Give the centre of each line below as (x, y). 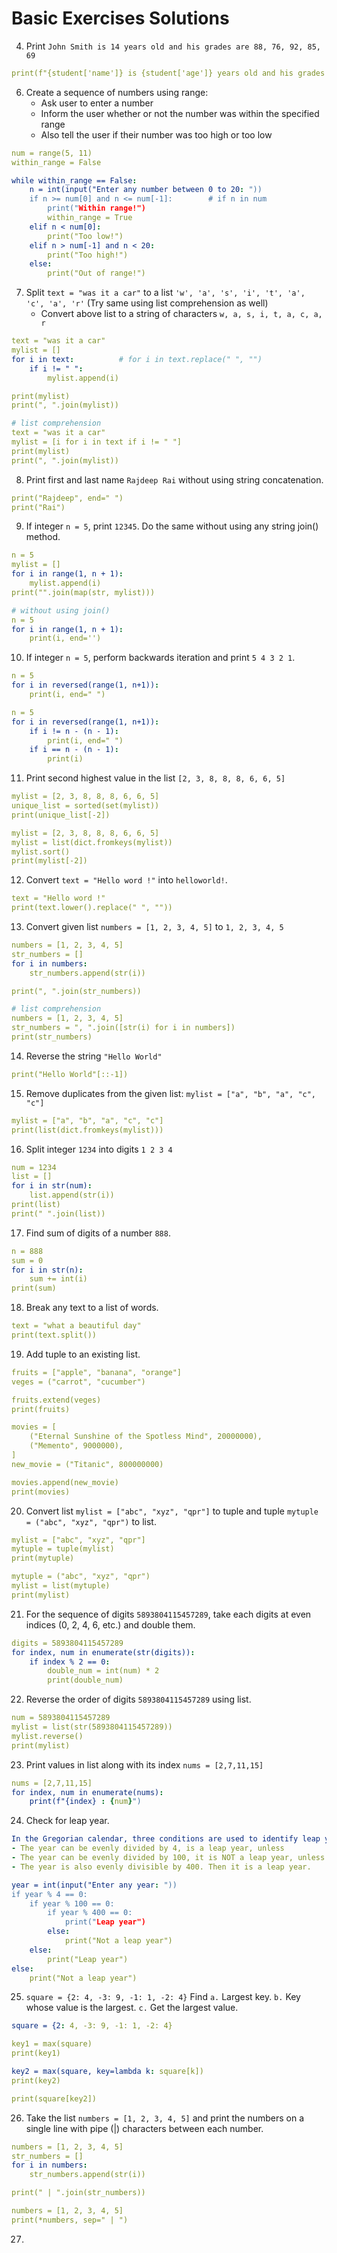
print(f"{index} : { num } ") (85, 1802)
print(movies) (41, 1492)
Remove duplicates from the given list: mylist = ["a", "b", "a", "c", (171, 1093)
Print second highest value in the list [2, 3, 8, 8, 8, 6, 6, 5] (155, 778)
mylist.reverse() (47, 1736)
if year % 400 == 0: (90, 1913)
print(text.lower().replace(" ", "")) (92, 908)
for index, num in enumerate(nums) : (87, 1792)
